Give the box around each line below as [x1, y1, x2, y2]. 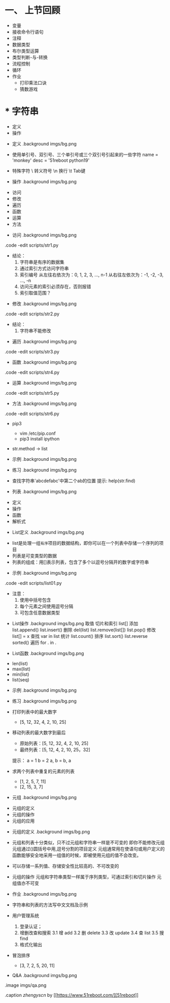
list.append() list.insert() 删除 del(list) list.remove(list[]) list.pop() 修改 [12, 627, 156, 633]
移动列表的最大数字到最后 [12, 729, 66, 735]
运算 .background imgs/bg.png [12, 379, 77, 386]
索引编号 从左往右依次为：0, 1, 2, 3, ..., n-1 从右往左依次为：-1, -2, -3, [19, 272, 164, 278]
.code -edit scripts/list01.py [5, 580, 62, 586]
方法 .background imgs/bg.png [12, 400, 77, 406]
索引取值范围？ [19, 289, 51, 296]
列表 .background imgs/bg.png [12, 488, 77, 494]
